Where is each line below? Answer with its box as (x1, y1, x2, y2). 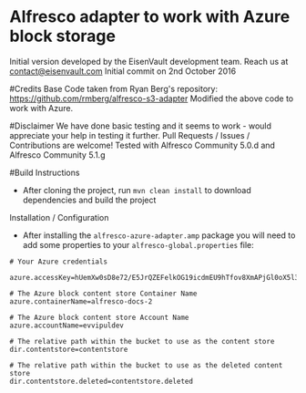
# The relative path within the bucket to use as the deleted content (9, 360, 283, 370)
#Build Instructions (9, 167, 80, 178)
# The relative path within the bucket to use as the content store (9, 336, 275, 346)
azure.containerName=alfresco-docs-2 (9, 296, 153, 306)
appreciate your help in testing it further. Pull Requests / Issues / (9, 129, 250, 140)
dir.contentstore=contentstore (9, 345, 128, 354)
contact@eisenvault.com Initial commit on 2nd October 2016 (9, 66, 237, 77)
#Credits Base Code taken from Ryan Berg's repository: (9, 83, 219, 94)
